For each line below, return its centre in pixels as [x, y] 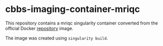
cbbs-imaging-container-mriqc [73, 9]
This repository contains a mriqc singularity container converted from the [82, 23]
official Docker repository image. [39, 28]
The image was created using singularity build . [57, 38]
